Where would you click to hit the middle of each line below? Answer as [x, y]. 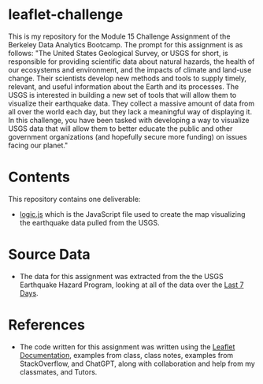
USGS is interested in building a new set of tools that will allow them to [122, 95]
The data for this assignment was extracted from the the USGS [121, 276]
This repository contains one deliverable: [74, 199]
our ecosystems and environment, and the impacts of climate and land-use [130, 69]
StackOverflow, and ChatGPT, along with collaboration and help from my [137, 363]
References [46, 325]
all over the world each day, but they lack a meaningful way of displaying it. [130, 111]
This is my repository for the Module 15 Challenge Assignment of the [119, 36]
